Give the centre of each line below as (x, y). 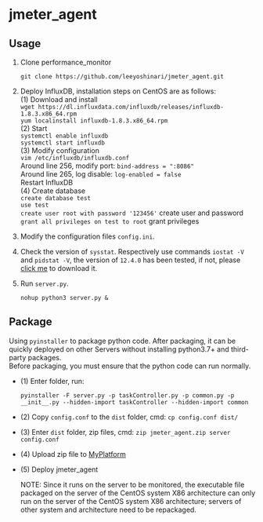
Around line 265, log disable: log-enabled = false (101, 174)
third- (240, 349)
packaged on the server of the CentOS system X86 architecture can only (138, 493)
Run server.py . (44, 283)
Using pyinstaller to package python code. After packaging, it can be (122, 341)
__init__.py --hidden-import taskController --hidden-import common (134, 402)
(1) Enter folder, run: (52, 381)
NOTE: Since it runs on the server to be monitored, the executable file (132, 484)
